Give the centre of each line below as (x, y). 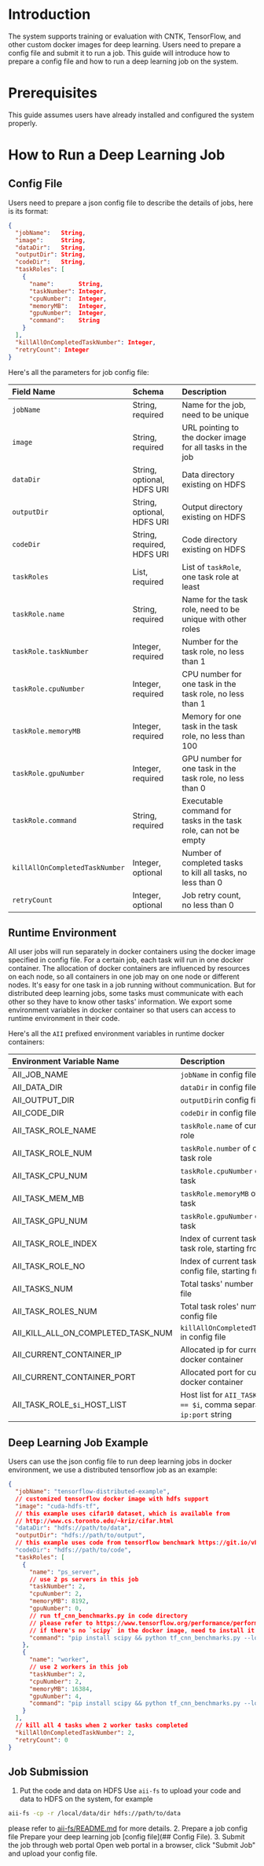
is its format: (28, 211)
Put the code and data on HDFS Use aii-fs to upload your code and (130, 1791)
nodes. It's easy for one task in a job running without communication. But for (132, 985)
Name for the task (215, 599)
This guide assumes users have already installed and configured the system (131, 115)
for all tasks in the (214, 447)
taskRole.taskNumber (50, 651)
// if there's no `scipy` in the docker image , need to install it (142, 1630)
